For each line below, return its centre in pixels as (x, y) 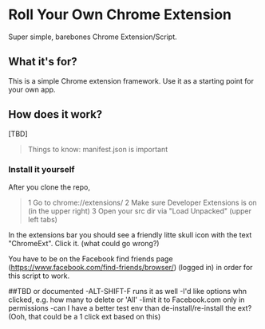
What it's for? (43, 62)
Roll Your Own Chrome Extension (120, 15)
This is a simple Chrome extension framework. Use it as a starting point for (131, 80)
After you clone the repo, (49, 187)
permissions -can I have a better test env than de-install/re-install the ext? (130, 307)
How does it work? (55, 114)
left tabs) (43, 219)
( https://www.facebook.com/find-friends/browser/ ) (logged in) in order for (131, 267)
